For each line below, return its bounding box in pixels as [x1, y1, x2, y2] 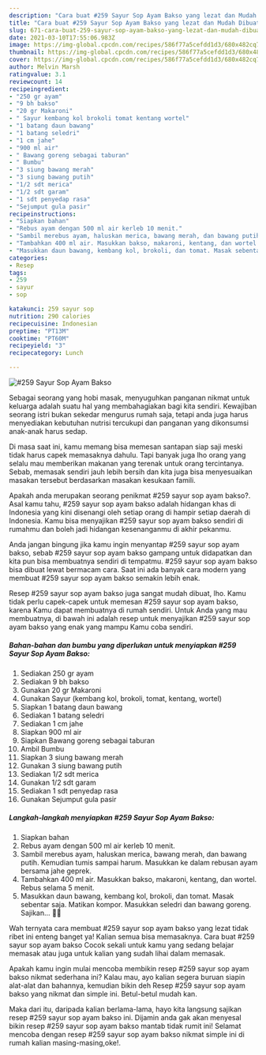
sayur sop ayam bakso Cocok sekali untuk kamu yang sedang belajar [9, 940, 234, 949]
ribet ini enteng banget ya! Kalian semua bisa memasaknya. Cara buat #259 [9, 932, 255, 941]
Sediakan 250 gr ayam [20, 669, 94, 678]
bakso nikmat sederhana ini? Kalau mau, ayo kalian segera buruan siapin [9, 972, 245, 982]
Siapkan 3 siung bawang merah [20, 752, 124, 762]
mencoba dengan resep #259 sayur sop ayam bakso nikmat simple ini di [9, 1029, 245, 1039]
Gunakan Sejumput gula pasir [20, 794, 117, 804]
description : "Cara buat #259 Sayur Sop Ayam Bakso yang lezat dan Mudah [9, 11, 257, 20]
